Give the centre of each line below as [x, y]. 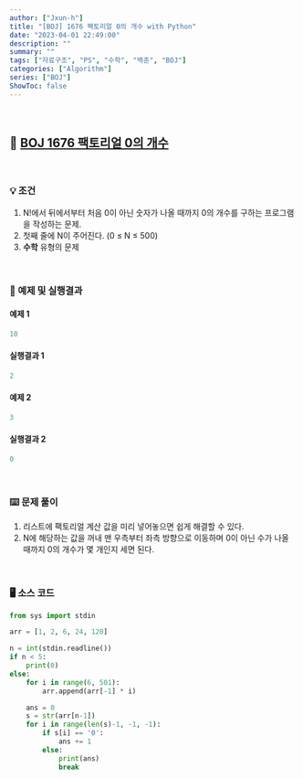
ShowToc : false [38, 86]
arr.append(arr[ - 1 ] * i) [89, 691]
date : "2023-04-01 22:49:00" [65, 35]
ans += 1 [75, 742]
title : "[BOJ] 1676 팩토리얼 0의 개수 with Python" [103, 27]
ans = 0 [40, 708]
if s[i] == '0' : [73, 733]
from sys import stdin [52, 615]
